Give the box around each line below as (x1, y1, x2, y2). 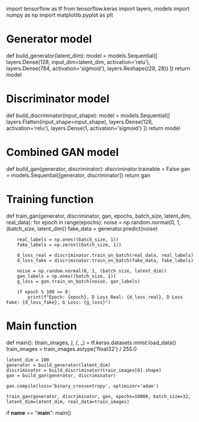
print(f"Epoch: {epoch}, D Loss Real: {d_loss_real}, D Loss (27, 294, 183, 300)
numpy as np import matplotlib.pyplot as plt (6, 11, 114, 19)
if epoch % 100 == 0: (17, 289, 71, 295)
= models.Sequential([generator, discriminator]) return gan (6, 172, 151, 179)
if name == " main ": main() (6, 409, 72, 416)
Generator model (6, 32, 92, 46)
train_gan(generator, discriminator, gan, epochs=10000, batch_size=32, (6, 393, 191, 399)
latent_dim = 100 (6, 357, 50, 363)
